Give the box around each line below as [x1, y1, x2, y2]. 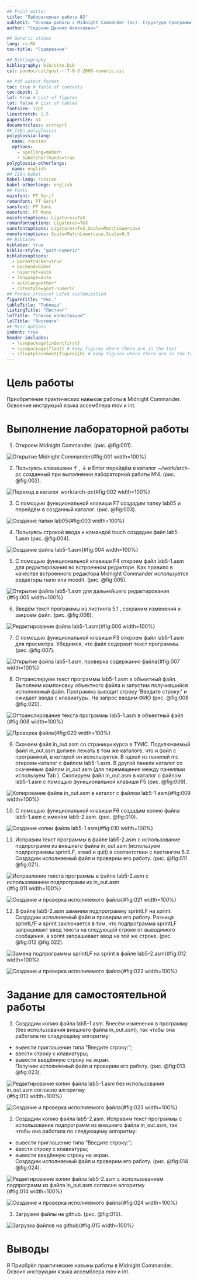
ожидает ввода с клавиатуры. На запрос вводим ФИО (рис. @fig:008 [15, 694, 189, 701]
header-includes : [6, 335, 49, 341]
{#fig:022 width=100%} [120, 968, 178, 974]
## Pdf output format [6, 79, 60, 84]
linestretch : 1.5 [6, 111, 49, 117]
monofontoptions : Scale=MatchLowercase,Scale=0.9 [6, 231, 130, 237]
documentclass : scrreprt [6, 122, 67, 128]
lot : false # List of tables [6, 100, 78, 106]
